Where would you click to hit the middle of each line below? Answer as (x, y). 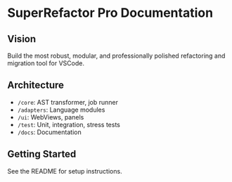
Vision (22, 39)
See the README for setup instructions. (65, 171)
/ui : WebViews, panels (51, 117)
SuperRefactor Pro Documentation (110, 13)
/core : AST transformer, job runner (67, 102)
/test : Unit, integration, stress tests (69, 124)
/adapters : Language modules (61, 110)
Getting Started (42, 154)
